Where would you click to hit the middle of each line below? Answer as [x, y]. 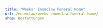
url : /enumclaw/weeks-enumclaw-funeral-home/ [51, 14]
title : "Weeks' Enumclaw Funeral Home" [45, 9]
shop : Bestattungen [25, 18]
